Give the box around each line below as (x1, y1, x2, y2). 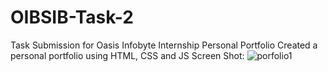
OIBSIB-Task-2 (10, 6, 134, 29)
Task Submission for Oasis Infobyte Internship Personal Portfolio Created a (10, 39, 318, 51)
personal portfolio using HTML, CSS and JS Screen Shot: (10, 49, 245, 61)
